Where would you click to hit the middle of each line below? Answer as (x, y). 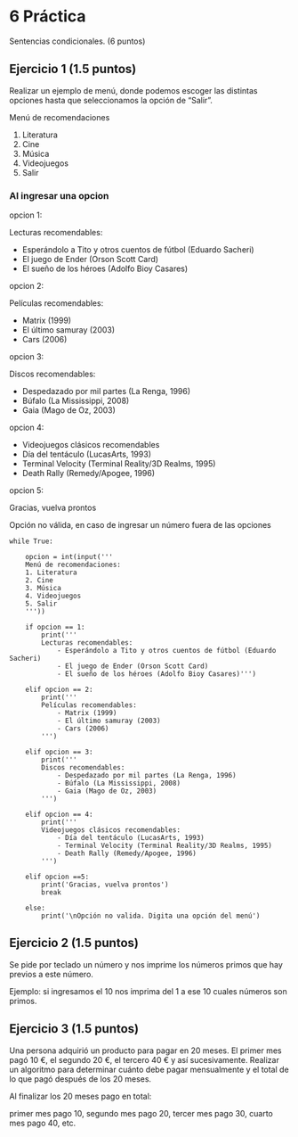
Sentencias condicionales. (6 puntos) (77, 41)
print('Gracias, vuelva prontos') (105, 885)
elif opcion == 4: (59, 815)
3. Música (44, 589)
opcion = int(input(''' (69, 557)
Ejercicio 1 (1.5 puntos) (73, 69)
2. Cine (39, 581)
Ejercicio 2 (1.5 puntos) (74, 943)
